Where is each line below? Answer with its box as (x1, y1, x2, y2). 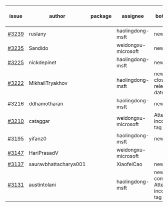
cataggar (28, 118, 50, 124)
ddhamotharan (28, 100, 63, 107)
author (49, 12, 66, 19)
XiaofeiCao (116, 161, 142, 168)
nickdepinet (28, 59, 56, 66)
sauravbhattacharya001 (28, 161, 86, 168)
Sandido (28, 45, 48, 51)
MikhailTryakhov (28, 80, 68, 86)
